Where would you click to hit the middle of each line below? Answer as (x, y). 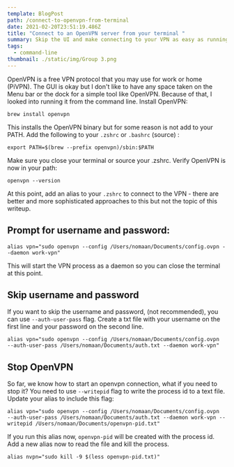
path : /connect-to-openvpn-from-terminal (68, 20)
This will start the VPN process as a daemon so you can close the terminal (114, 266)
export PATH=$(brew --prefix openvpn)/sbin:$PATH (81, 148)
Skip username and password (73, 295)
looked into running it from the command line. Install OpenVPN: (97, 101)
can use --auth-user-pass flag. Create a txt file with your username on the (114, 319)
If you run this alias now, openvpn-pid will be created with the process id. (111, 437)
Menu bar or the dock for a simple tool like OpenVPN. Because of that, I (110, 94)
